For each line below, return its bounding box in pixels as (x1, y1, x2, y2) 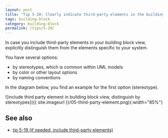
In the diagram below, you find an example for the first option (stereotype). (5, 84, 159, 90)
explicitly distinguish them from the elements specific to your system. (5, 45, 148, 51)
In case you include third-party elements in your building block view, (5, 39, 146, 45)
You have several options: (5, 54, 58, 60)
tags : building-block (5, 16, 50, 21)
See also (5, 114, 32, 122)
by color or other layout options (12, 69, 77, 75)
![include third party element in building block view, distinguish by (5, 94, 140, 100)
